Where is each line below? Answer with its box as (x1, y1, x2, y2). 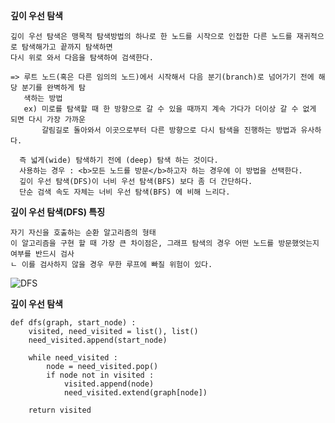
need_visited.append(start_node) (28, 335, 168, 345)
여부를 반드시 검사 (10, 249, 75, 259)
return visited (28, 405, 92, 415)
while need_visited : (28, 353, 118, 363)
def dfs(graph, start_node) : (10, 318, 137, 328)
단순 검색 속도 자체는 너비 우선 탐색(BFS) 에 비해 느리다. (19, 187, 231, 197)
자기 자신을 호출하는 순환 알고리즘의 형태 (10, 228, 157, 238)
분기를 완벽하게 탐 (21, 83, 86, 93)
